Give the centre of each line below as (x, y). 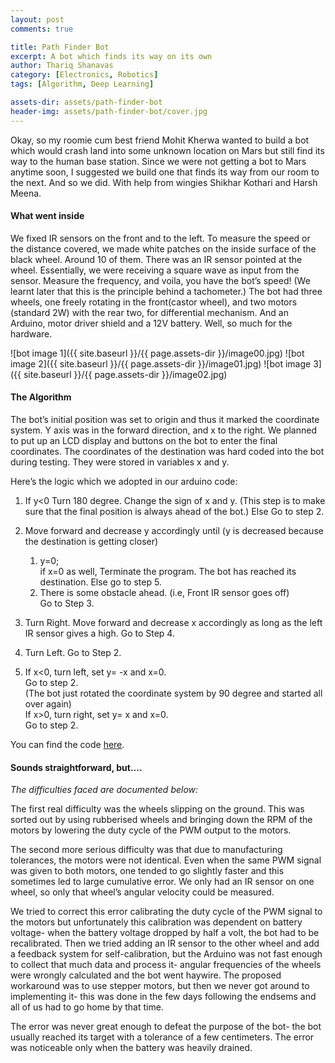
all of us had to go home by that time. (87, 1007)
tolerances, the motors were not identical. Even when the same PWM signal (166, 860)
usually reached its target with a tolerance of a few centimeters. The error (162, 1037)
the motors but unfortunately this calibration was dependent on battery (156, 922)
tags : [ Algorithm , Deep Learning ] (82, 84)
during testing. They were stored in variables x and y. (120, 462)
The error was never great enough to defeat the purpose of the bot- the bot (166, 1027)
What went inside (47, 216)
